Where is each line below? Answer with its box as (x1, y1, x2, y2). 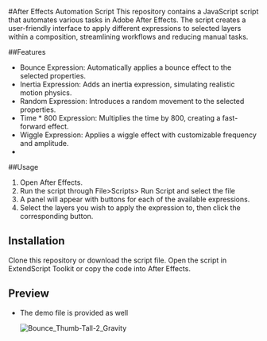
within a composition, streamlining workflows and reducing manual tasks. (8, 32, 249, 41)
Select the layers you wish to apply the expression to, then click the (19, 203, 241, 213)
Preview (8, 287, 50, 301)
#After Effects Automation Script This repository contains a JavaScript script (8, 7, 259, 16)
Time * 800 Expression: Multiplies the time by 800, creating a (19, 113, 221, 122)
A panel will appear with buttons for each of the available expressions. (19, 194, 250, 204)
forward (19, 122, 46, 131)
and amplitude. (19, 139, 69, 148)
